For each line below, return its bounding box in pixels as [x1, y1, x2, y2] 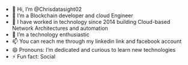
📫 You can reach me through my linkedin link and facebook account [11, 38, 182, 45]
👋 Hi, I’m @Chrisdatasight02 [11, 6, 82, 13]
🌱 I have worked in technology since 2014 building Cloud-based [11, 18, 171, 25]
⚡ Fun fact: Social [11, 53, 56, 60]
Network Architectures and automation [11, 24, 108, 32]
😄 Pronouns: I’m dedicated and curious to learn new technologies [11, 47, 176, 53]
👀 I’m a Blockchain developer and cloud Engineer [11, 12, 133, 19]
